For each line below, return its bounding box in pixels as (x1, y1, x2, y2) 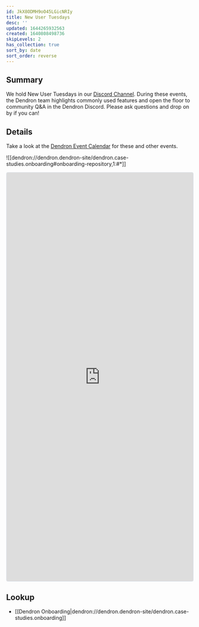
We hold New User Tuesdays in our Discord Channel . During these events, (6, 90, 188, 98)
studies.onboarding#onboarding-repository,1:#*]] (6, 160, 126, 168)
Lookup (6, 592, 35, 602)
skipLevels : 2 (6, 36, 41, 42)
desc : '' (6, 20, 28, 26)
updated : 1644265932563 (6, 25, 65, 31)
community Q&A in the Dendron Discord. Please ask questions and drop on (6, 103, 190, 111)
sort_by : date (6, 48, 41, 53)
